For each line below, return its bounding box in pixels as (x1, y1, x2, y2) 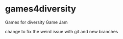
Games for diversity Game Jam (5, 19, 68, 25)
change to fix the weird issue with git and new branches (5, 28, 118, 34)
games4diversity (5, 3, 76, 14)
